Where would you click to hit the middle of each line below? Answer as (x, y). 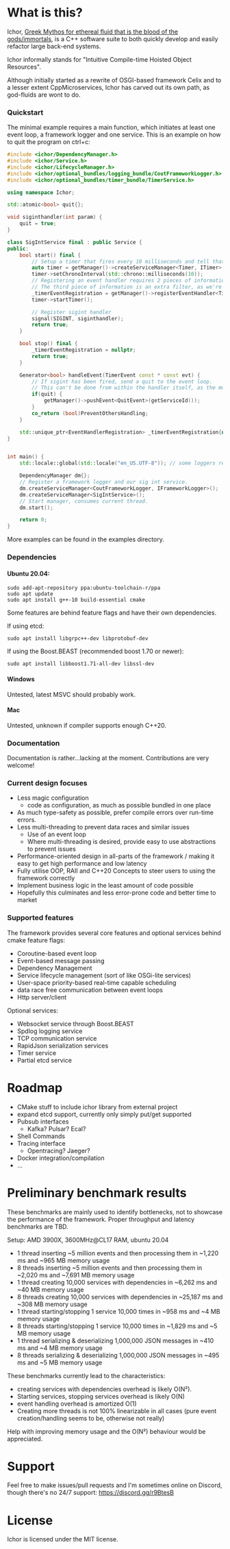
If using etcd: (26, 626)
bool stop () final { (49, 344)
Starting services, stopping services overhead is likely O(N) (101, 1396)
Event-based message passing (61, 960)
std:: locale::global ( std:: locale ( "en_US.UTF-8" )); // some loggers (117, 463)
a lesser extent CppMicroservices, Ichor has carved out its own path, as (108, 87)
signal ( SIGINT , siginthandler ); (78, 318)
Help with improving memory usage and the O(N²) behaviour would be (106, 1431)
